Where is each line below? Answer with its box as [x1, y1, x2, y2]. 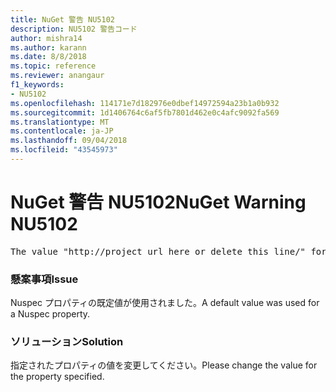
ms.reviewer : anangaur [10, 71, 105, 81]
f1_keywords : [10, 80, 65, 90]
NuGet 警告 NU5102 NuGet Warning [10, 191, 307, 214]
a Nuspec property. [10, 308, 91, 320]
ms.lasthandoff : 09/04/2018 [10, 136, 128, 146]
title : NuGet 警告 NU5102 [10, 14, 115, 25]
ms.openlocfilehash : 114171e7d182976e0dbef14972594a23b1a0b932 [10, 98, 280, 108]
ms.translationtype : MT [10, 117, 110, 127]
